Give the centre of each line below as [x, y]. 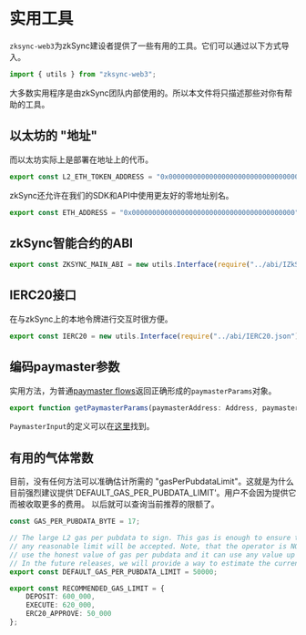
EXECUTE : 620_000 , [61, 605]
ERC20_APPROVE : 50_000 [69, 614]
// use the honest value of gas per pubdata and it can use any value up [153, 555]
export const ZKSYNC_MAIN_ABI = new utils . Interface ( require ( [130, 265]
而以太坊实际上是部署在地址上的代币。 [81, 159]
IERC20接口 [43, 296]
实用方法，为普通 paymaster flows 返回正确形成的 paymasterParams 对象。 [143, 390]
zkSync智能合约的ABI [71, 243]
